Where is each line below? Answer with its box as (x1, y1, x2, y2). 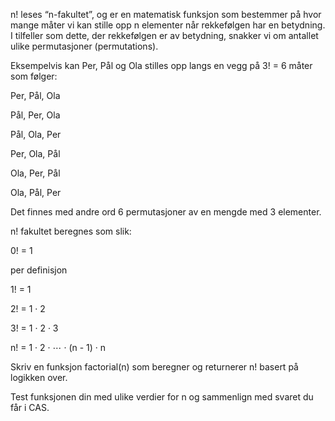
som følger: (10, 70, 58, 82)
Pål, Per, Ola (10, 109, 61, 121)
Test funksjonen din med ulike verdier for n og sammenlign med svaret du (10, 391, 314, 403)
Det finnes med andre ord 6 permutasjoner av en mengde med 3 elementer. (10, 206, 322, 218)
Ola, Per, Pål (10, 167, 61, 179)
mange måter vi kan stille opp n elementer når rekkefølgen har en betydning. (10, 19, 326, 31)
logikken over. (10, 372, 68, 383)
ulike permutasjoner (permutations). (10, 40, 159, 52)
